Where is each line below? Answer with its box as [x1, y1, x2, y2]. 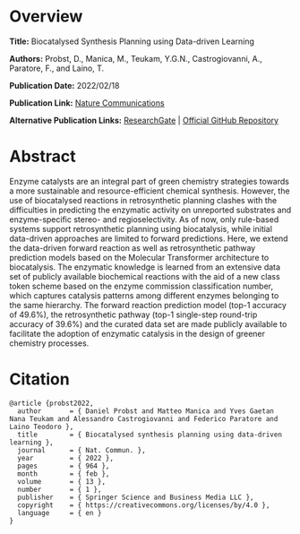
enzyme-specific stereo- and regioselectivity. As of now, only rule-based [9, 213, 279, 225]
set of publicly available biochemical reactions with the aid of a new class [9, 271, 280, 281]
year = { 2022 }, [17, 453, 115, 462]
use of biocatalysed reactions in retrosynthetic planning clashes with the [9, 194, 278, 205]
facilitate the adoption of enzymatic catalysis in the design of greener [9, 328, 266, 339]
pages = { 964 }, [17, 461, 110, 470]
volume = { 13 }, [17, 477, 106, 486]
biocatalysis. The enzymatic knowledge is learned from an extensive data [9, 262, 280, 272]
